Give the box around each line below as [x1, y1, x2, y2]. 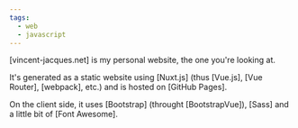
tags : [9, 13, 30, 23]
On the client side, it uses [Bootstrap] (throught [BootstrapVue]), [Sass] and [9, 99, 290, 110]
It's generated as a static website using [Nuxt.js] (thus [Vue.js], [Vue [9, 72, 263, 83]
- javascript [17, 30, 67, 39]
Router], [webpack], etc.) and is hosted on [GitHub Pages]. [9, 82, 228, 93]
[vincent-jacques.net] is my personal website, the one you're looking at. [9, 55, 276, 66]
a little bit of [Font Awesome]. [9, 109, 119, 120]
